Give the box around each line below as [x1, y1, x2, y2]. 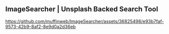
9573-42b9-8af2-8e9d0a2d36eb [5, 23, 76, 29]
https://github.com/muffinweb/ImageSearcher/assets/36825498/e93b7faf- [5, 18, 164, 24]
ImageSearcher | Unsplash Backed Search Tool [5, 5, 158, 13]
